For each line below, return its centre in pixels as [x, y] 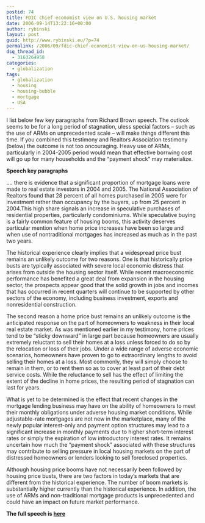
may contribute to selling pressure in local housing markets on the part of [99, 451]
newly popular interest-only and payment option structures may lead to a [98, 425]
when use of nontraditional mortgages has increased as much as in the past [102, 234]
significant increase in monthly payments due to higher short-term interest [100, 432]
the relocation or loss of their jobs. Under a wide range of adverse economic [102, 349]
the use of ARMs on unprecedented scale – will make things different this [98, 133]
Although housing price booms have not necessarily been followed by [94, 469]
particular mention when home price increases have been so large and [95, 228]
